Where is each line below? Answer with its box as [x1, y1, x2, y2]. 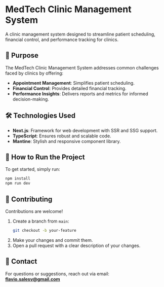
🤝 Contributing [5, 195, 53, 203]
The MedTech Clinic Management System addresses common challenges [5, 64, 159, 70]
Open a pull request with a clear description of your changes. [12, 242, 141, 248]
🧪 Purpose [5, 51, 39, 60]
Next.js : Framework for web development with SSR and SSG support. [12, 127, 158, 133]
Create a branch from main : [12, 218, 69, 224]
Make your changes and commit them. [12, 237, 93, 243]
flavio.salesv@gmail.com [5, 276, 60, 282]
